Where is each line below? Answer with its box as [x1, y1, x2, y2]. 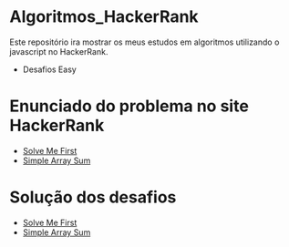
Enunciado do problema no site [9, 96, 249, 117]
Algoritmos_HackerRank [9, 6, 199, 27]
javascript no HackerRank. [9, 46, 108, 57]
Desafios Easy [22, 64, 77, 75]
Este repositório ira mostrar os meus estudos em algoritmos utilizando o [9, 36, 280, 47]
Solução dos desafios [9, 187, 177, 208]
